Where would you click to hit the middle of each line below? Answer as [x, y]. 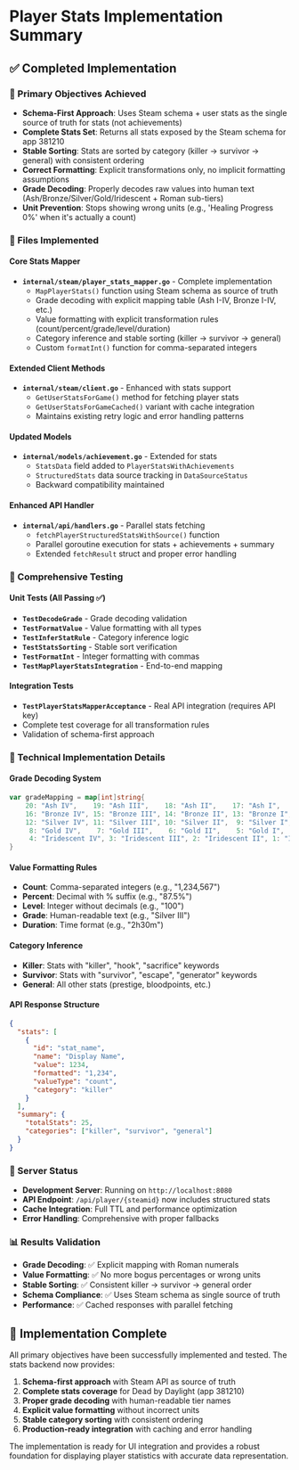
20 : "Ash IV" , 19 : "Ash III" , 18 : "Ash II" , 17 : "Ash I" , [153, 805]
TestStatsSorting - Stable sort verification [100, 646]
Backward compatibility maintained [100, 485]
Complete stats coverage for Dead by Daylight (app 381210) [133, 1392]
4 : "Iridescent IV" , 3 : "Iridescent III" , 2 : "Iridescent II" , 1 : [155, 839]
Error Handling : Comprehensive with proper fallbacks [121, 1219]
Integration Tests [41, 686]
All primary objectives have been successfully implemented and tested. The [148, 1355]
